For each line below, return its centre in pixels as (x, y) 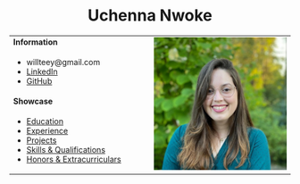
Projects (42, 140)
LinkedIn (42, 71)
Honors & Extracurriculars (74, 159)
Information (35, 42)
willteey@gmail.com (63, 62)
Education (45, 121)
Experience (47, 131)
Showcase (33, 101)
